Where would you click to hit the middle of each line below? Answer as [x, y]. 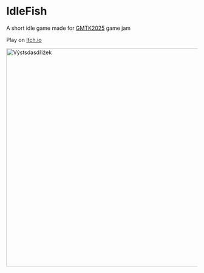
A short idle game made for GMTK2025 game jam [69, 28]
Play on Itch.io [24, 40]
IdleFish [27, 11]
